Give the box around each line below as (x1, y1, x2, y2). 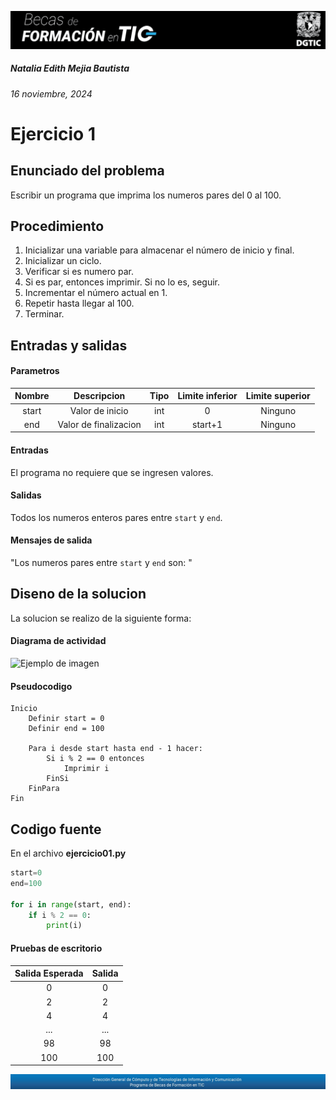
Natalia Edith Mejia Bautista (10, 62, 130, 75)
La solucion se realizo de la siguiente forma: (10, 612, 192, 624)
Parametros (10, 365, 60, 377)
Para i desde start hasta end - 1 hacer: (28, 744, 203, 754)
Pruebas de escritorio (10, 942, 103, 954)
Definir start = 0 (28, 714, 105, 724)
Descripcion (73, 390, 126, 402)
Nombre (14, 390, 50, 402)
